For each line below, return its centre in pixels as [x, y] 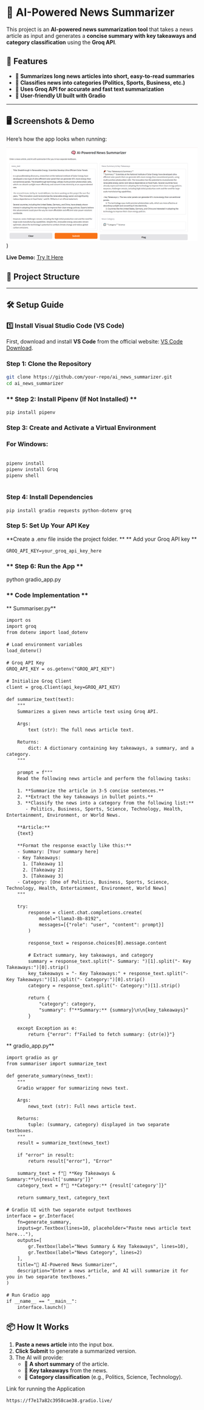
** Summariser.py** [31, 608]
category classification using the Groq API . [61, 42]
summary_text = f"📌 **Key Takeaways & [66, 1174]
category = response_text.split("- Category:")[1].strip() [104, 986]
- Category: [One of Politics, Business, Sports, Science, [93, 883]
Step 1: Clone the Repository [49, 364]
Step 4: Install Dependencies [50, 497]
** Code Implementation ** [47, 595]
